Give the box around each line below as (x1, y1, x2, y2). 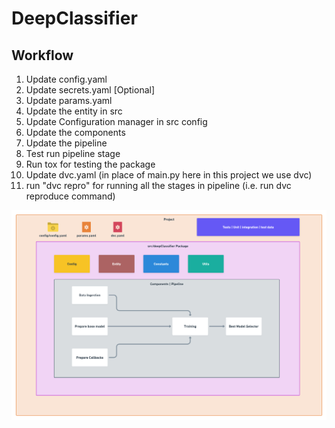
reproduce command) (25, 190, 116, 202)
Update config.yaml (25, 73, 108, 85)
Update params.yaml (25, 95, 113, 106)
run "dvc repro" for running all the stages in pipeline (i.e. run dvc (25, 180, 292, 191)
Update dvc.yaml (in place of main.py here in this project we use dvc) (25, 169, 313, 181)
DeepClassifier (11, 7, 138, 30)
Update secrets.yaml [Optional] (25, 84, 156, 96)
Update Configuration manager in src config (25, 116, 208, 127)
